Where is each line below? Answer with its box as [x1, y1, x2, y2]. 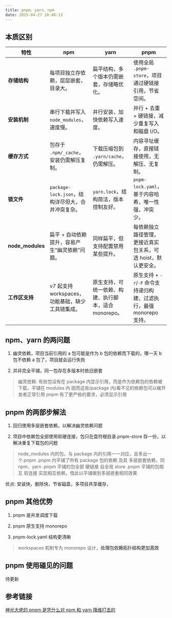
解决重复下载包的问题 [12, 440, 58, 446]
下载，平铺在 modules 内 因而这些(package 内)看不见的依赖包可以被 [17, 385, 162, 391]
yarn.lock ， [93, 188, 122, 195]
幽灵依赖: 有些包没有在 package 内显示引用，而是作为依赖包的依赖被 [17, 379, 163, 385]
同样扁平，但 [93, 235, 124, 242]
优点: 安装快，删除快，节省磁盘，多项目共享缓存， [5, 481, 111, 487]
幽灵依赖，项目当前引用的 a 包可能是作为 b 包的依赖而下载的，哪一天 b [12, 350, 162, 357]
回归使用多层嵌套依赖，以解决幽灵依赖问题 [12, 422, 103, 428]
